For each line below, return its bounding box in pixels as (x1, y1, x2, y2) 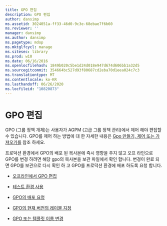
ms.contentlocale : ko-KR (5, 77, 57, 82)
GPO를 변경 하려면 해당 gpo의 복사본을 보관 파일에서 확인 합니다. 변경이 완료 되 (5, 156, 160, 162)
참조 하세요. (22, 139, 45, 145)
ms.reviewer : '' (5, 26, 39, 31)
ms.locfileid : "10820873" (5, 86, 59, 91)
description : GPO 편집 (5, 12, 50, 17)
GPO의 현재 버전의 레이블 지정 (12, 205, 71, 211)
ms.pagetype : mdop (5, 40, 43, 45)
